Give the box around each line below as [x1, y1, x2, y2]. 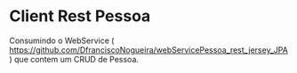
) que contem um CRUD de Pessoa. [9, 54, 140, 64]
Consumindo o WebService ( [9, 35, 115, 46]
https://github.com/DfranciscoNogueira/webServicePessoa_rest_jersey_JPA [9, 44, 289, 55]
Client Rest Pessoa [9, 6, 151, 26]
